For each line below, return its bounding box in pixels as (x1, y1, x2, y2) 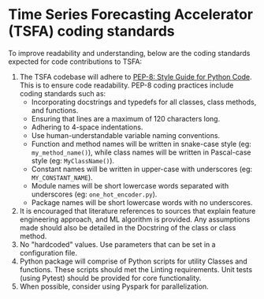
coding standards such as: (19, 88, 106, 98)
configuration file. (19, 248, 77, 257)
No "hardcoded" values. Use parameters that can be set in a (19, 239, 216, 249)
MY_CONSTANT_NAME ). (31, 172, 93, 182)
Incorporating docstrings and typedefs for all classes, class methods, (31, 97, 257, 107)
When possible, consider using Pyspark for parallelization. (19, 282, 209, 291)
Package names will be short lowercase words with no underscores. (31, 197, 253, 207)
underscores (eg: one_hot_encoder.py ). (31, 189, 158, 199)
